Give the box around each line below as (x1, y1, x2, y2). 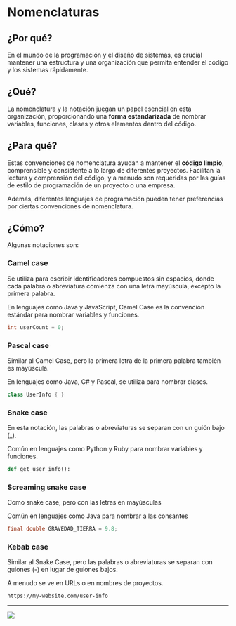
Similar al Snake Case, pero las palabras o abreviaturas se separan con (7, 558, 213, 566)
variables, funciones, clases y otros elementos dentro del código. (7, 119, 197, 128)
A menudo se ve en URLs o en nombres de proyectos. (7, 579, 164, 587)
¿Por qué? (7, 32, 53, 44)
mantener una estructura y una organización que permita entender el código (7, 58, 229, 67)
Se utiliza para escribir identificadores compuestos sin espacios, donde (7, 274, 214, 283)
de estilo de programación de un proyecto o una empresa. (7, 180, 176, 189)
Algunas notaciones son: (7, 241, 79, 249)
